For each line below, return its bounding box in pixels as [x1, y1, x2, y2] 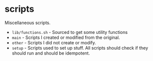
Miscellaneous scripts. [4, 20, 51, 26]
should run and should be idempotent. [11, 50, 90, 56]
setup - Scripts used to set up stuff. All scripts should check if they [11, 45, 149, 51]
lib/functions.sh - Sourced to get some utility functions [11, 29, 128, 35]
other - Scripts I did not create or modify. [11, 39, 96, 45]
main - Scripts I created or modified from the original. [11, 34, 120, 40]
